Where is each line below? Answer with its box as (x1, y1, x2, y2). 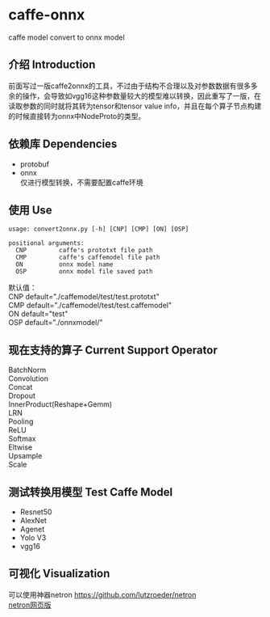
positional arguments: (8, 239, 85, 247)
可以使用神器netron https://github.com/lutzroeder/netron (8, 590, 197, 599)
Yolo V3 (19, 533, 47, 543)
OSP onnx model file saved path (15, 268, 153, 276)
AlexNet (19, 516, 47, 525)
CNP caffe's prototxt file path (15, 247, 153, 255)
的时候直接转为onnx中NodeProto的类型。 (8, 111, 146, 120)
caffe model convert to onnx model (8, 32, 125, 42)
